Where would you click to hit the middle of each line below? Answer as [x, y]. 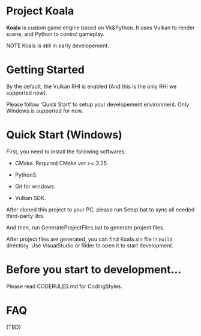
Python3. [26, 174]
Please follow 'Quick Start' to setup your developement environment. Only [98, 104]
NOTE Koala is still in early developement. [58, 46]
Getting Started [46, 70]
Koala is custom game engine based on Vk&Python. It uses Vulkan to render [100, 28]
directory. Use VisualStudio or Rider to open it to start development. [90, 245]
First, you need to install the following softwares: [66, 152]
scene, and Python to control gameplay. [55, 34]
